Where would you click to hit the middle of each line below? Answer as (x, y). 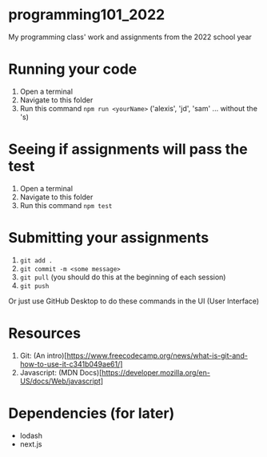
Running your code (73, 69)
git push (34, 286)
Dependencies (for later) (92, 413)
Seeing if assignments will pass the (128, 149)
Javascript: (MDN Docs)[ (61, 372)
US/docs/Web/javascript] (62, 381)
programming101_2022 (87, 15)
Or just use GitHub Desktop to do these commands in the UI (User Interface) (134, 301)
